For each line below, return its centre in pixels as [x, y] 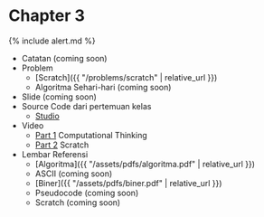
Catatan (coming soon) [64, 58]
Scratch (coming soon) [78, 202]
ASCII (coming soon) [74, 174]
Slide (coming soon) [59, 97]
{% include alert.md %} [52, 41]
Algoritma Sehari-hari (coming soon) [103, 87]
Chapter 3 [47, 16]
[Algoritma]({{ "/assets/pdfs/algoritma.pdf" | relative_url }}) [145, 164]
